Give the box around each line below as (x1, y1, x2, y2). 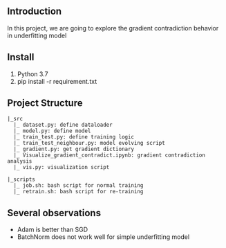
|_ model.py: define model (13, 127, 91, 134)
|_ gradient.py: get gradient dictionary (13, 145, 135, 153)
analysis (7, 158, 32, 165)
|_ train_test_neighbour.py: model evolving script (13, 140, 166, 147)
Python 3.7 (17, 69, 48, 78)
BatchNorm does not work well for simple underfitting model (17, 233, 190, 241)
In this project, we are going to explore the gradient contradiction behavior (7, 24, 219, 32)
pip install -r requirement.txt (17, 77, 97, 85)
